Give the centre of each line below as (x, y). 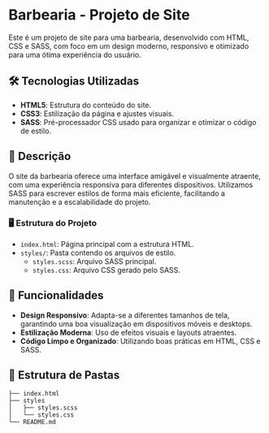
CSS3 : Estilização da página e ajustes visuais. (97, 113)
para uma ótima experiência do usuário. (75, 54)
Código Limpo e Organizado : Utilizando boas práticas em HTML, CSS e (140, 341)
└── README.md (33, 422)
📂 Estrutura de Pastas (64, 375)
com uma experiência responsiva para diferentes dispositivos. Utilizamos (131, 184)
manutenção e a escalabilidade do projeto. (80, 201)
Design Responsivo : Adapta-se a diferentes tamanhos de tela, (125, 315)
